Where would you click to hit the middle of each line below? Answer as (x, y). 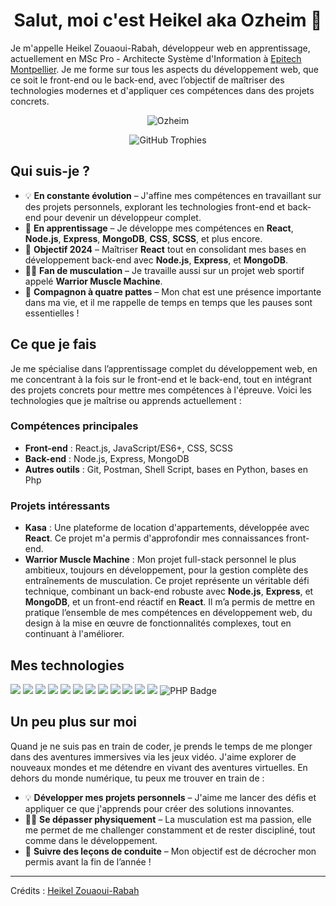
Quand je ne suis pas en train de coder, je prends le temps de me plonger (161, 746)
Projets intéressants (60, 506)
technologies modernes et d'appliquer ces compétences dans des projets (162, 90)
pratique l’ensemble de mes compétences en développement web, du (168, 613)
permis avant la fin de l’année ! (88, 861)
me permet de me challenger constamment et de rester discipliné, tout (170, 830)
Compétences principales (74, 426)
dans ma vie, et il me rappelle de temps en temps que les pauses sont (168, 302)
